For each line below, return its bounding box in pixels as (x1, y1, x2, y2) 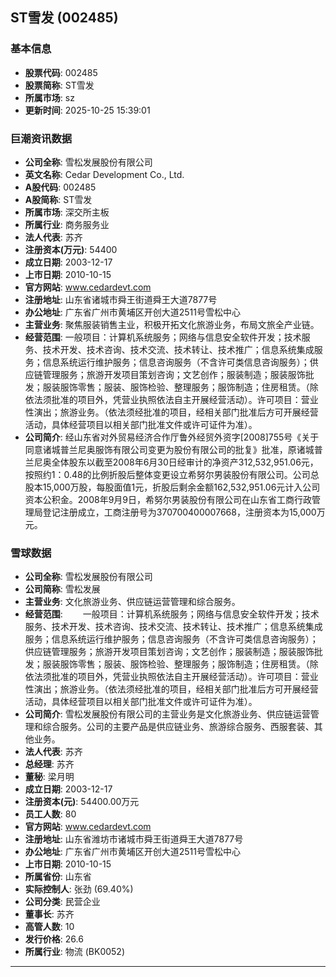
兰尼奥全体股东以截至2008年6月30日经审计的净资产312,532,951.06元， (24, 456, 319, 468)
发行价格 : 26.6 (24, 933, 84, 945)
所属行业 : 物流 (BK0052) (24, 946, 125, 958)
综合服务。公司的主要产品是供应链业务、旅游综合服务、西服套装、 (42, 721, 315, 733)
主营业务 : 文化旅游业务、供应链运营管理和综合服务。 (24, 596, 241, 608)
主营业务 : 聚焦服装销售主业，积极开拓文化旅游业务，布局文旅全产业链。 (24, 318, 320, 330)
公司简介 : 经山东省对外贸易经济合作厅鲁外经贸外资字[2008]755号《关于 (24, 431, 320, 443)
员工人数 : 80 (24, 808, 77, 820)
